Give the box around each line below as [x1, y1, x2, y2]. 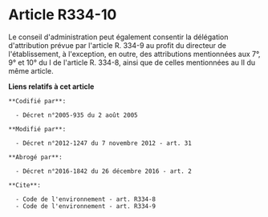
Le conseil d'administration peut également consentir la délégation [8, 32, 229, 42]
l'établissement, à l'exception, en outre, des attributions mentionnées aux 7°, [8, 49, 261, 58]
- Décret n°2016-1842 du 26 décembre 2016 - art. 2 [15, 167, 193, 175]
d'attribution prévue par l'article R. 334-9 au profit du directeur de [8, 40, 227, 50]
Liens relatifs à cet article [8, 82, 95, 91]
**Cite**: [8, 181, 42, 189]
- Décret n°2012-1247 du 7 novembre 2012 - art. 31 [15, 139, 193, 147]
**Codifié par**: [8, 97, 67, 105]
